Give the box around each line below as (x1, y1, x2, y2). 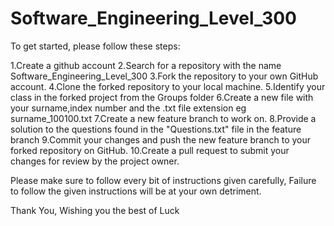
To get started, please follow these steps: (10, 40, 181, 52)
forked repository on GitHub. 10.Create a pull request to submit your (10, 144, 290, 156)
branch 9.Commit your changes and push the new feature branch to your (10, 133, 312, 146)
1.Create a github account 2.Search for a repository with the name (10, 59, 282, 71)
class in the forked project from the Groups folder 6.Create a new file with (10, 91, 314, 103)
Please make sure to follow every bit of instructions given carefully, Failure (10, 174, 317, 186)
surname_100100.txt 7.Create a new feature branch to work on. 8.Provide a (10, 112, 317, 124)
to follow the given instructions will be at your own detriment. (10, 185, 262, 197)
